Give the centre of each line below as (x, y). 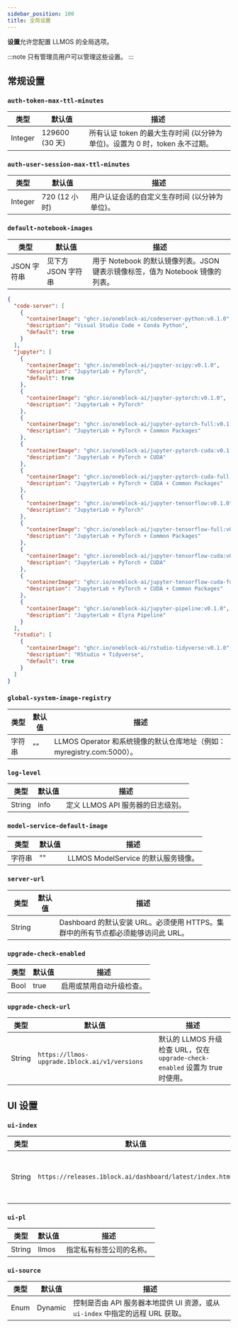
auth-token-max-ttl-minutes (56, 101)
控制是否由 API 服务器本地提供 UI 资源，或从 (147, 1303)
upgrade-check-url (39, 1007)
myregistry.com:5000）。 (96, 752)
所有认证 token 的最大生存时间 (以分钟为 (156, 133)
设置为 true (204, 1067)
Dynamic (51, 1308)
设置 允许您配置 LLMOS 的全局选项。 (60, 41)
